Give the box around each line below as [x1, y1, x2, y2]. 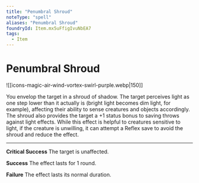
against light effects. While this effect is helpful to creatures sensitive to [6, 118, 181, 125]
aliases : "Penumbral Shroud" [6, 20, 78, 26]
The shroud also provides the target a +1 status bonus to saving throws [6, 112, 179, 119]
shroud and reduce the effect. [6, 131, 79, 138]
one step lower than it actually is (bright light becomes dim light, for [6, 99, 171, 106]
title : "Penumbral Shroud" [6, 8, 73, 15]
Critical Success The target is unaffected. [6, 148, 109, 155]
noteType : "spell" [6, 14, 52, 20]
